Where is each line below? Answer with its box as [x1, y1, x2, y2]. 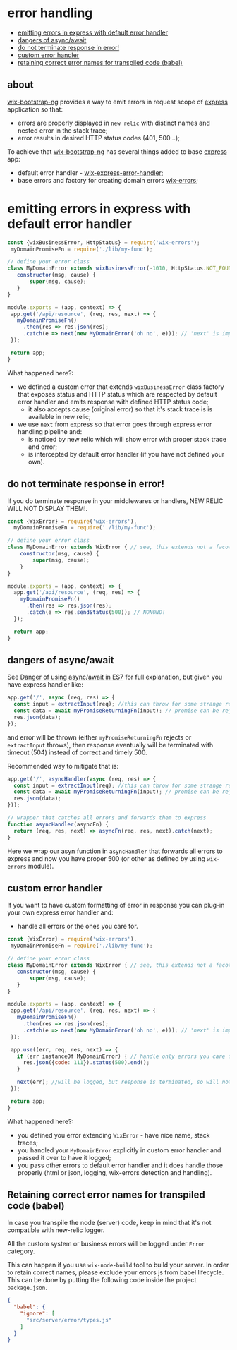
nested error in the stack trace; [17, 126, 108, 135]
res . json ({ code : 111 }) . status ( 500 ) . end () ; [23, 1059, 150, 1066]
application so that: [7, 104, 63, 114]
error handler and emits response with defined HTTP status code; [17, 397, 209, 406]
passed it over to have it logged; [17, 1153, 111, 1162]
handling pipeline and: [17, 427, 83, 435]
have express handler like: [7, 680, 83, 689]
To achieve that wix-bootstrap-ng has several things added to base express [7, 147, 227, 156]
